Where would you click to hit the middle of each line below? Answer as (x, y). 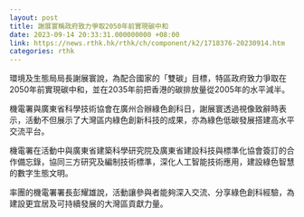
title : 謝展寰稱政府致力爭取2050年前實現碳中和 (89, 26)
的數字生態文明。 (41, 174)
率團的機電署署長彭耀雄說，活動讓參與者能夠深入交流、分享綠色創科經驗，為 (152, 193)
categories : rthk (42, 52)
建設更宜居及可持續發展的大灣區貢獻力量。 (89, 203)
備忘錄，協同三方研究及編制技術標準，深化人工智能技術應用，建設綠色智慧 (156, 162)
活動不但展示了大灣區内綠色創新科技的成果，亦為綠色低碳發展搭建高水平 (160, 120)
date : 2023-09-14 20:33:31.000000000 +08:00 (95, 34)
